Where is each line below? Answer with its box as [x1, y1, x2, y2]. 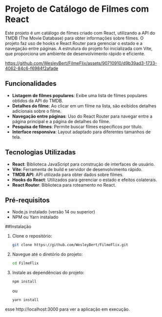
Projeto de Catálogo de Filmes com [5, 3, 149, 15]
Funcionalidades [5, 80, 57, 88]
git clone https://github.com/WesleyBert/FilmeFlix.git [12, 243, 128, 248]
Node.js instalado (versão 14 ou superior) [12, 209, 95, 215]
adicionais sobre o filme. [12, 108, 62, 114]
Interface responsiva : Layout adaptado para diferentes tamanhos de [12, 128, 151, 135]
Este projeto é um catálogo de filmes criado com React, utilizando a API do [5, 30, 155, 36]
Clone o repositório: [12, 233, 52, 239]
